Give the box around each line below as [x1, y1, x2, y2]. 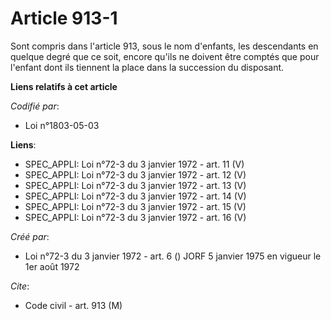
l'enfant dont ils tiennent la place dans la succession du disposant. [10, 61, 285, 73]
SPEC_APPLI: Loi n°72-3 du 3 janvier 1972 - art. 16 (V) [24, 211, 247, 223]
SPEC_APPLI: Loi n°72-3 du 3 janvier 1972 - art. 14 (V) [24, 190, 247, 202]
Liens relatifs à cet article [10, 80, 118, 92]
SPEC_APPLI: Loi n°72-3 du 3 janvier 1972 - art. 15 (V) [24, 200, 247, 212]
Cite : [10, 280, 30, 292]
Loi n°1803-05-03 [24, 119, 100, 131]
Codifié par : [10, 100, 60, 112]
